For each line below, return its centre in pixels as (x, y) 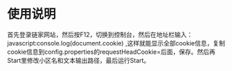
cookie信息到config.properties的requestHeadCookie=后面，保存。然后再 (111, 52)
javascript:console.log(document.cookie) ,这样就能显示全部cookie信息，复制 (116, 43)
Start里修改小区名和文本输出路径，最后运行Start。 (79, 60)
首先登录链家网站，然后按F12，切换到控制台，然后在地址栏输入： (100, 34)
